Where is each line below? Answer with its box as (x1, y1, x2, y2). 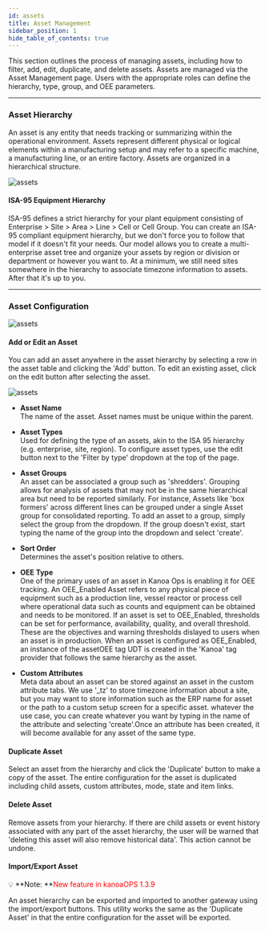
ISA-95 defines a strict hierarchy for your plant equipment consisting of (8, 213, 244, 223)
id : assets (8, 11, 45, 20)
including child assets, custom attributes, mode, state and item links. (8, 782, 235, 791)
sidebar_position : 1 (8, 26, 78, 35)
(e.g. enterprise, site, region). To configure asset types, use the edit (19, 445, 243, 454)
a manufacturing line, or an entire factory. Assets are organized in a (8, 153, 231, 163)
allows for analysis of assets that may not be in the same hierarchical (19, 485, 248, 495)
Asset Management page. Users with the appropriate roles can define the (8, 73, 251, 83)
